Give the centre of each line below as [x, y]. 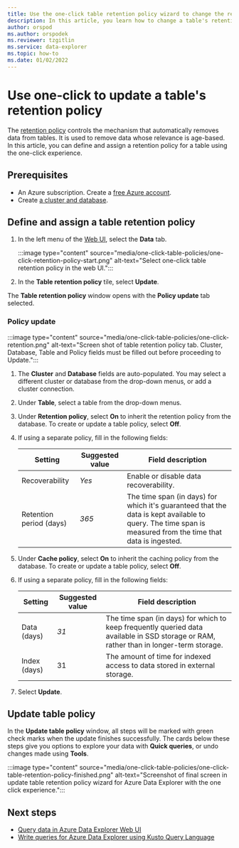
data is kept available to [166, 514]
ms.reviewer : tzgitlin [41, 41]
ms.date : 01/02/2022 [38, 60]
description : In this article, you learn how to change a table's [108, 21]
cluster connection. [46, 389]
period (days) [44, 523]
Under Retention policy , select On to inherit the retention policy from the [124, 416]
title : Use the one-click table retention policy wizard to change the [116, 14]
